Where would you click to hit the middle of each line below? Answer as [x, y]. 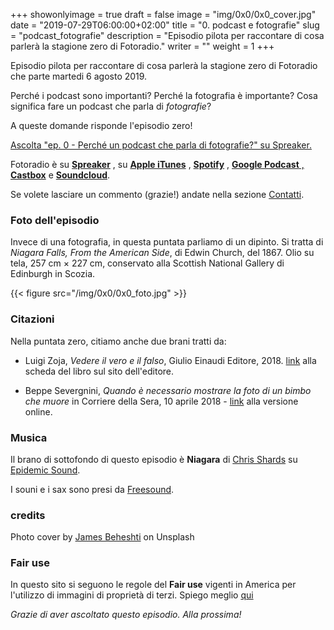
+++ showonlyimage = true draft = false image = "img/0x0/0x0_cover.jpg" [163, 14]
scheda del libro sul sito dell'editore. [99, 371]
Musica [29, 437]
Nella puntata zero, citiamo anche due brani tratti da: [118, 341]
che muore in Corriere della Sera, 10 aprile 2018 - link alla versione [161, 401]
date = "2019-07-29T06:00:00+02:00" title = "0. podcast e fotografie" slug [165, 25]
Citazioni [32, 319]
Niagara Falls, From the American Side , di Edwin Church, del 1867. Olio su [162, 253]
